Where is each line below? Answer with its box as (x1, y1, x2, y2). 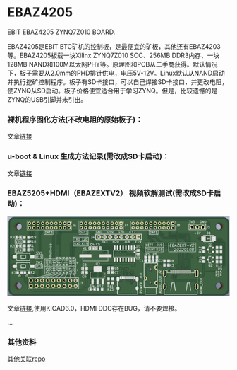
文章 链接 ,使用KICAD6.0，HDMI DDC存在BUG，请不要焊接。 (7, 303, 181, 312)
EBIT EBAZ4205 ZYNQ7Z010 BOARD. (7, 28, 116, 36)
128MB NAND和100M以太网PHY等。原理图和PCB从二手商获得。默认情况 (7, 59, 218, 68)
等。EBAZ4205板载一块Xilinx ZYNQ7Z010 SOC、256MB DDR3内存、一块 (7, 51, 220, 59)
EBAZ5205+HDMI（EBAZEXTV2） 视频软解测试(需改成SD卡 (7, 188, 214, 198)
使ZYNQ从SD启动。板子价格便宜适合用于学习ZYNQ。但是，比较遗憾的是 (7, 86, 218, 95)
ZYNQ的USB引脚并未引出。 (7, 95, 87, 103)
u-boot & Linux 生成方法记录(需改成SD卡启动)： (7, 151, 170, 161)
